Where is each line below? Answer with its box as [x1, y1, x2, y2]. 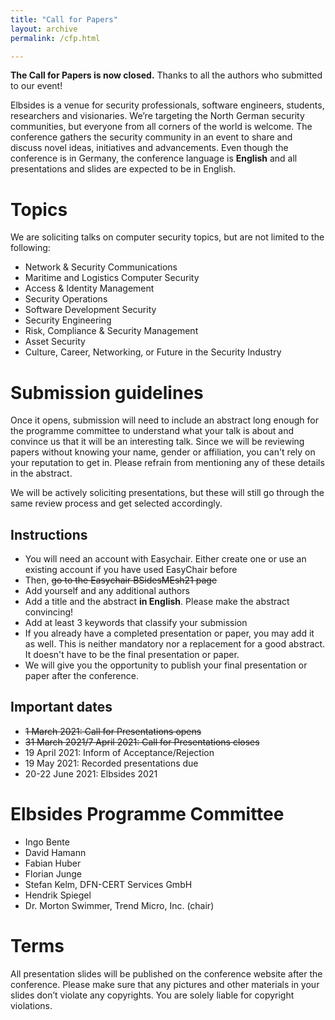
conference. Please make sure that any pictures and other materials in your [10, 978, 320, 990]
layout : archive [10, 24, 78, 34]
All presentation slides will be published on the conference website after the [10, 967, 323, 980]
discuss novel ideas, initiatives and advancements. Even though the [10, 142, 289, 154]
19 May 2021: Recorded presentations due [24, 757, 199, 769]
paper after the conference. [24, 670, 139, 682]
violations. [10, 999, 53, 1011]
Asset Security [24, 336, 86, 348]
